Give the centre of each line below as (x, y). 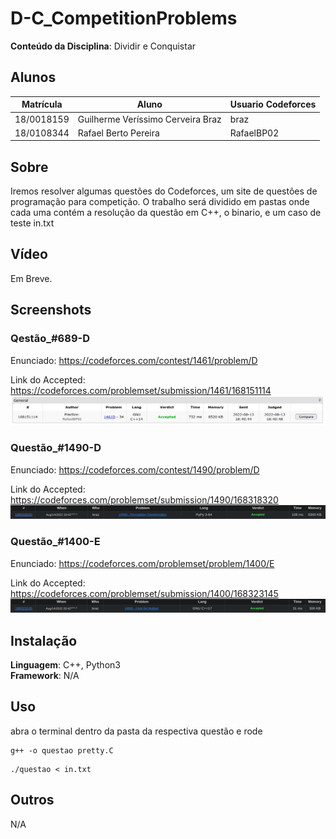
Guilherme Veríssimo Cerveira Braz (149, 119)
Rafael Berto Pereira (118, 133)
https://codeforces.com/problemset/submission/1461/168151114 (141, 390)
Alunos (33, 77)
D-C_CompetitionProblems (124, 18)
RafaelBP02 (254, 133)
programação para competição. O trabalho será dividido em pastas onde (160, 202)
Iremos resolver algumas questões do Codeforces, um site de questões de (164, 191)
